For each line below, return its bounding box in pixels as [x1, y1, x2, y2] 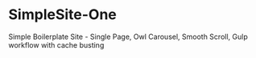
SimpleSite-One [8, 6, 117, 24]
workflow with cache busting [8, 40, 105, 49]
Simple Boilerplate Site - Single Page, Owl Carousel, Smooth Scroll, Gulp [8, 32, 248, 41]
